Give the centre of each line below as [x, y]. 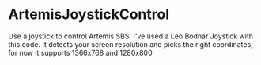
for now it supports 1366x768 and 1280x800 [80, 52]
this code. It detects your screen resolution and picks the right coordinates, [130, 44]
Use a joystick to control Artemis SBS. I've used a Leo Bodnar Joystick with [131, 36]
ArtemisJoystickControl [89, 14]
